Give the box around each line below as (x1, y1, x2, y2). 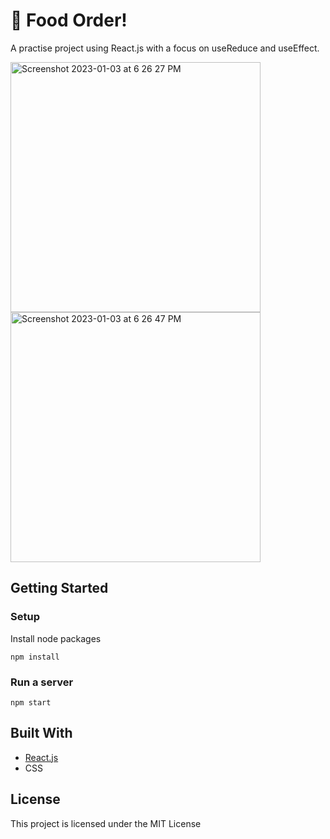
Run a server (10, 675, 74, 689)
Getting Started (10, 580, 109, 597)
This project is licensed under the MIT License (10, 817, 202, 829)
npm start (10, 697, 52, 708)
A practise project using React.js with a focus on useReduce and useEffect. (10, 42, 320, 54)
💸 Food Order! (10, 9, 128, 32)
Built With (10, 725, 73, 742)
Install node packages (10, 632, 102, 644)
